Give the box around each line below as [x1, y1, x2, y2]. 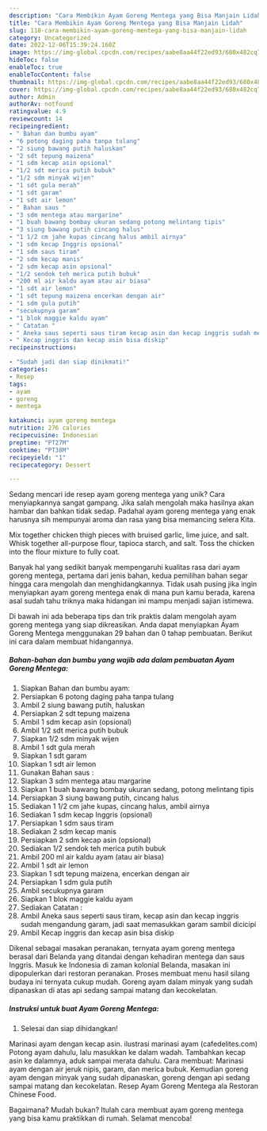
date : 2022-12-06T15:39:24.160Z [9, 41, 116, 49]
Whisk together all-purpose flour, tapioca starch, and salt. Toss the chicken [9, 539, 255, 548]
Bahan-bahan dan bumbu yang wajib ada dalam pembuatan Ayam [9, 655, 235, 664]
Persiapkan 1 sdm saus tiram [20, 818, 114, 828]
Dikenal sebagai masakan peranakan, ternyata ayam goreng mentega [9, 944, 235, 953]
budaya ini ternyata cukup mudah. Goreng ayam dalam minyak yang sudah [9, 977, 253, 987]
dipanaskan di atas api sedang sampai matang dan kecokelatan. [9, 986, 218, 995]
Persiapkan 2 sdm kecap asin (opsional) [20, 835, 151, 845]
